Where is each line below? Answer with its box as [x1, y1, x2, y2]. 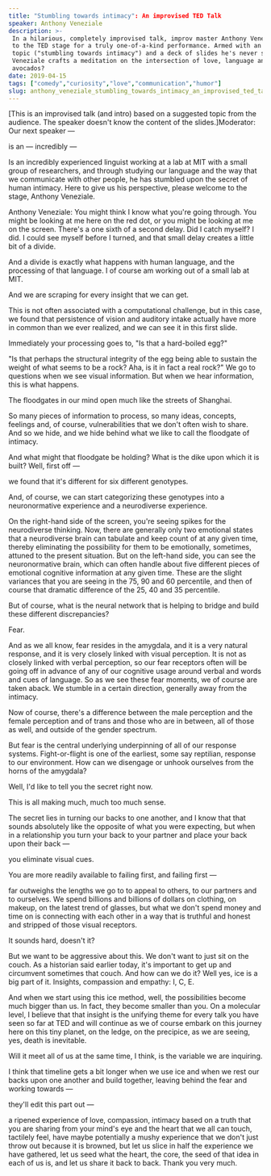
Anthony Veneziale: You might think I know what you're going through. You [8, 207, 256, 217]
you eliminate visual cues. [8, 855, 94, 864]
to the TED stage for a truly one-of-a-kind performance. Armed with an [11, 42, 262, 50]
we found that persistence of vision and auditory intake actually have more [8, 314, 256, 324]
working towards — [8, 1084, 73, 1094]
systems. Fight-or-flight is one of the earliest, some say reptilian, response [8, 749, 256, 759]
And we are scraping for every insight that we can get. [8, 290, 190, 299]
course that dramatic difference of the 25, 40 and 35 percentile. [8, 585, 220, 595]
